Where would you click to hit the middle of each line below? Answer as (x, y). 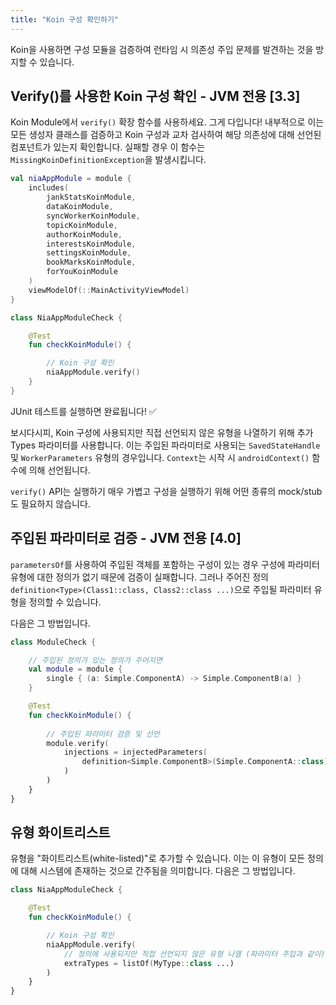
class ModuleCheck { (53, 642)
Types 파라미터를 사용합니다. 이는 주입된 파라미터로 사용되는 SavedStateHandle (165, 445)
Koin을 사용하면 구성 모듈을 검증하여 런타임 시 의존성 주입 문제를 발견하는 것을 (162, 49)
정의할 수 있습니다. (65, 602)
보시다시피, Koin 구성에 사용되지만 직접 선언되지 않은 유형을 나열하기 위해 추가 (162, 432)
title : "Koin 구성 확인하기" (65, 19)
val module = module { (75, 669)
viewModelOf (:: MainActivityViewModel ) (109, 290)
